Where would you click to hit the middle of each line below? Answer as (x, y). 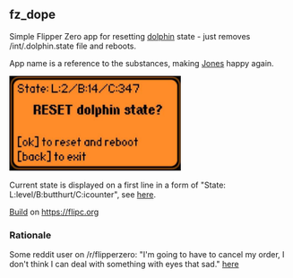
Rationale (30, 235)
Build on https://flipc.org (54, 212)
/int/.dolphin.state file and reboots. (73, 46)
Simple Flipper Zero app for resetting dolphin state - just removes (130, 36)
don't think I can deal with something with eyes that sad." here (124, 265)
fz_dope (33, 15)
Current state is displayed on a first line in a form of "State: (118, 185)
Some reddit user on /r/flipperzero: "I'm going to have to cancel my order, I (147, 255)
